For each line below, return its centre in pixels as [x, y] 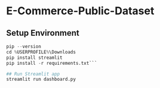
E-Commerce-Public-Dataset [80, 11]
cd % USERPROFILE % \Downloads [41, 52]
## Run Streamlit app [33, 74]
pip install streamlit [34, 58]
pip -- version [24, 46]
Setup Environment [43, 33]
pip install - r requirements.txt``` [52, 63]
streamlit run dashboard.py [41, 79]
